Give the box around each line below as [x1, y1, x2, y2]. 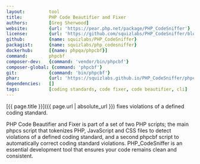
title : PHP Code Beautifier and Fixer [6, 14, 127, 20]
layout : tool [6, 8, 60, 15]
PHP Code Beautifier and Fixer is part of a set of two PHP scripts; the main [6, 120, 189, 128]
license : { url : [6, 31, 62, 37]
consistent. [6, 152, 34, 159]
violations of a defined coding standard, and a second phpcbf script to [6, 133, 180, 140]
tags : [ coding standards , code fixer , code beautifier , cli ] [6, 86, 187, 92]
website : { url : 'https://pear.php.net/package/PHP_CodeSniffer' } [6, 25, 190, 32]
